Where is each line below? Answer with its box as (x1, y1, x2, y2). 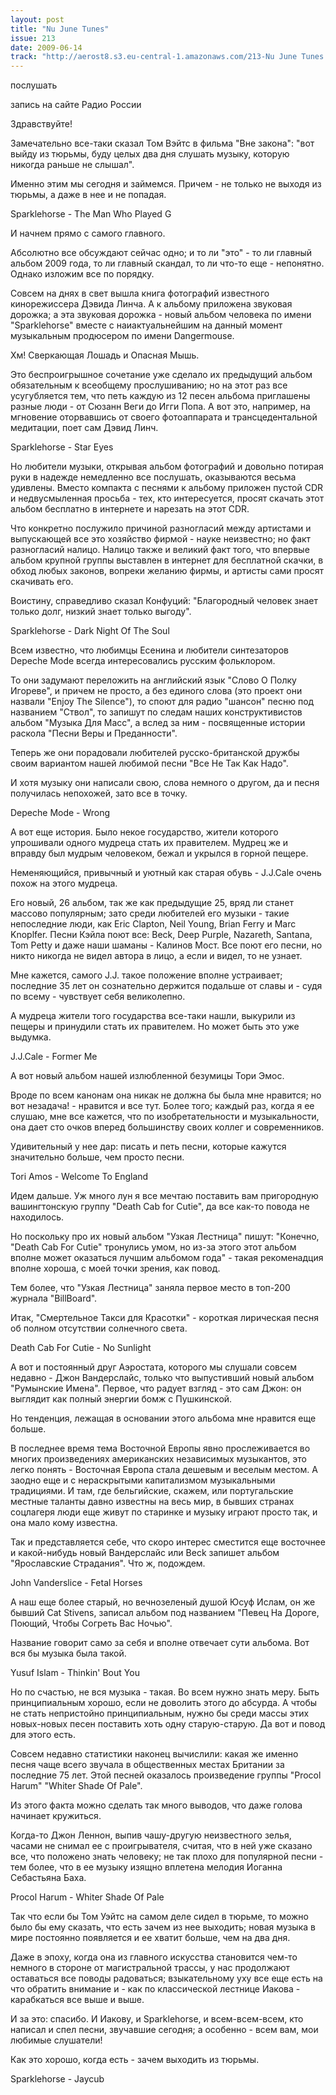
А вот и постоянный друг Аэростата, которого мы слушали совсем (10, 1361, 297, 1373)
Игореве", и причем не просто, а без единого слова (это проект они (10, 685, 303, 697)
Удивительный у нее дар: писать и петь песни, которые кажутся (10, 1141, 287, 1153)
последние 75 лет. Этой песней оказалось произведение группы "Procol (10, 1769, 322, 1781)
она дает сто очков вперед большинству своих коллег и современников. (10, 1121, 325, 1133)
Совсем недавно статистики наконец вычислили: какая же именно (10, 1748, 299, 1760)
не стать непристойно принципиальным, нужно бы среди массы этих (10, 1707, 310, 1720)
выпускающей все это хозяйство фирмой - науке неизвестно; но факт (10, 533, 312, 545)
